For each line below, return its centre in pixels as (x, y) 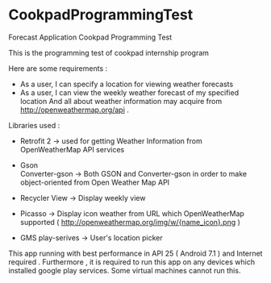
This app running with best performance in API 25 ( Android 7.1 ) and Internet (135, 253)
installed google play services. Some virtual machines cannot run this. (125, 270)
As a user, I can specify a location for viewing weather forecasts (127, 84)
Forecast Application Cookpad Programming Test (90, 37)
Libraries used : (34, 125)
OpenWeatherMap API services (72, 149)
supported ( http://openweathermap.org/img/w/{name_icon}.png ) (130, 222)
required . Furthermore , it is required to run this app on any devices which (132, 262)
